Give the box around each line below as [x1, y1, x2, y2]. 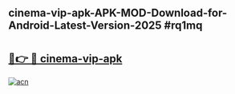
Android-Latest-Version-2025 [8, 19, 162, 33]
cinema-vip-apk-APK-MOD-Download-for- [8, 6, 228, 20]
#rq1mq [164, 19, 203, 33]
